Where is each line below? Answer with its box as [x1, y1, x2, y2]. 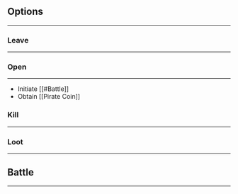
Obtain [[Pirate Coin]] [17, 92, 80, 101]
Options [7, 6, 44, 18]
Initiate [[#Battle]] [17, 85, 69, 93]
